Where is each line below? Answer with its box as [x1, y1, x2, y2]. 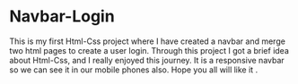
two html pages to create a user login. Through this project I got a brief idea [9, 45, 290, 55]
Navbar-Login [9, 6, 115, 27]
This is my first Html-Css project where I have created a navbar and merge [9, 36, 285, 46]
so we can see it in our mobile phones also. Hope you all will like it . [9, 64, 259, 75]
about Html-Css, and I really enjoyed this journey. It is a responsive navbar [9, 55, 285, 65]
